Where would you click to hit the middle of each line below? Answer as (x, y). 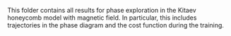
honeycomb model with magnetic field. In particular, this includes (102, 18)
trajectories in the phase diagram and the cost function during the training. (116, 25)
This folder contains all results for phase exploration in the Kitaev (102, 10)
